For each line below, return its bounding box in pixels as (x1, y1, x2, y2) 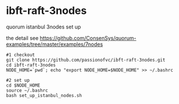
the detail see (6, 34, 39, 41)
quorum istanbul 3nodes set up (6, 23, 82, 30)
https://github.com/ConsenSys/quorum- (40, 34, 137, 41)
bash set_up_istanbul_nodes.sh (6, 92, 82, 98)
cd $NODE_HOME (6, 83, 41, 88)
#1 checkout (6, 52, 35, 58)
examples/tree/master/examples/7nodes (6, 41, 103, 48)
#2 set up (6, 77, 30, 83)
